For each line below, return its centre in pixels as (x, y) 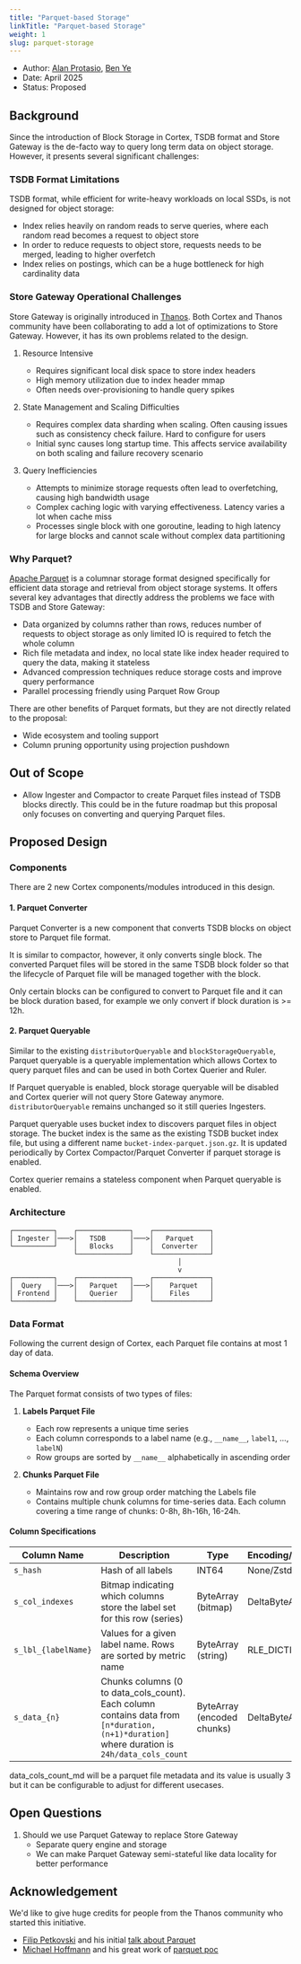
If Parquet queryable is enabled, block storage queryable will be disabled (144, 1087)
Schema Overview (44, 1374)
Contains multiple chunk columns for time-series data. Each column (161, 1502)
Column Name (53, 1554)
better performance (72, 1863)
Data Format (37, 1324)
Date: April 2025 (52, 78)
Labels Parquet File (59, 1411)
